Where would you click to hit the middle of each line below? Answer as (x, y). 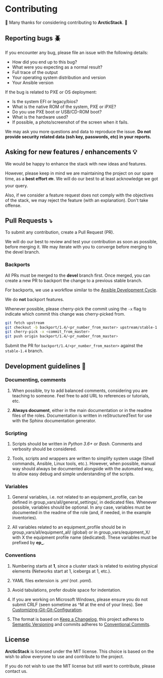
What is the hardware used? (40, 117)
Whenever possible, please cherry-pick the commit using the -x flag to (76, 309)
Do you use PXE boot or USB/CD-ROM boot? (57, 112)
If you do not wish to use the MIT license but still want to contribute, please (80, 666)
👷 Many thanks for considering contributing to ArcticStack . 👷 (66, 22)
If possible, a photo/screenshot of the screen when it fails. (70, 122)
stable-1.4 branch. (24, 351)
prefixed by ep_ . (28, 543)
